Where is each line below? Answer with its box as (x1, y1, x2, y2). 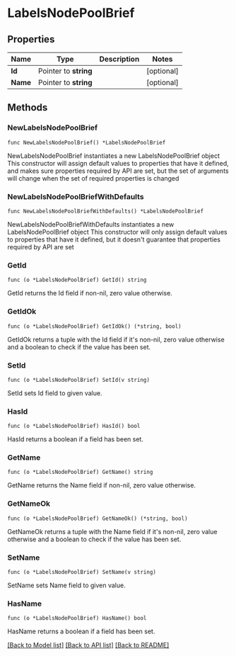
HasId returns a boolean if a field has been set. (7, 435, 143, 443)
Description (99, 55, 140, 64)
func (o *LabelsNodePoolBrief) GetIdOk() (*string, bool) (7, 322, 182, 330)
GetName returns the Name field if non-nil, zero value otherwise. (7, 481, 196, 490)
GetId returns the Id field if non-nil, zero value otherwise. (7, 289, 173, 298)
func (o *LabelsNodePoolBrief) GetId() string (7, 276, 147, 284)
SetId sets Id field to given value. (7, 388, 102, 397)
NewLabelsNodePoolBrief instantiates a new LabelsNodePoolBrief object (7, 151, 220, 160)
